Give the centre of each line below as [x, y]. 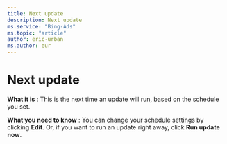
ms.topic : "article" [37, 33]
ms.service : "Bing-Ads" [42, 26]
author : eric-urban [35, 39]
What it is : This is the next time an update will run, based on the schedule [113, 99]
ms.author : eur [29, 46]
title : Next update [35, 13]
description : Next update [44, 20]
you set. [19, 106]
